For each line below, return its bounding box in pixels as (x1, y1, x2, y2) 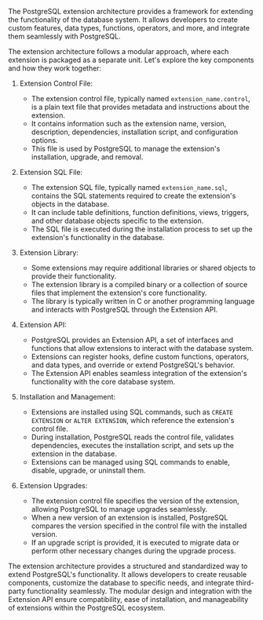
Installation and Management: (19, 392, 116, 401)
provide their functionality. (31, 272, 117, 281)
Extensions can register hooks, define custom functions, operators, (31, 352, 250, 361)
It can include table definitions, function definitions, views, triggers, (31, 208, 250, 217)
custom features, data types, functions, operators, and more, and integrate (8, 24, 250, 32)
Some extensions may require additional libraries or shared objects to (31, 263, 257, 272)
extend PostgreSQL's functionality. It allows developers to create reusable (8, 570, 247, 579)
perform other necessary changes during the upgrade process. (31, 546, 236, 556)
